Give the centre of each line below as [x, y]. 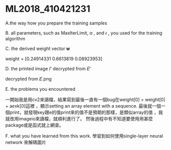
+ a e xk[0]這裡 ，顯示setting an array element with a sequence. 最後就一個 [83, 106]
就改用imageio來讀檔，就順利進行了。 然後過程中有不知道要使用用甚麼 [79, 118]
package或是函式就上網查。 [34, 125]
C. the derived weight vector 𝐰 [38, 48]
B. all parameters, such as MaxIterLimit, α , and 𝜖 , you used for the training [84, 33]
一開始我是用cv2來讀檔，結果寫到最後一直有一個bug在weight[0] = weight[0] [86, 99]
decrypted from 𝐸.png [29, 79]
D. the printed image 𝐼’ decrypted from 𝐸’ [48, 68]
